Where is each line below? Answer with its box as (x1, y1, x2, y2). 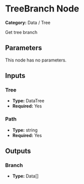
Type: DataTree (12, 98, 45, 104)
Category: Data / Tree (5, 19, 51, 25)
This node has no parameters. (5, 57, 67, 63)
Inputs (5, 71, 26, 80)
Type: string (12, 127, 38, 133)
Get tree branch (5, 29, 38, 35)
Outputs (5, 147, 31, 155)
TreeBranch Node (5, 3, 80, 14)
